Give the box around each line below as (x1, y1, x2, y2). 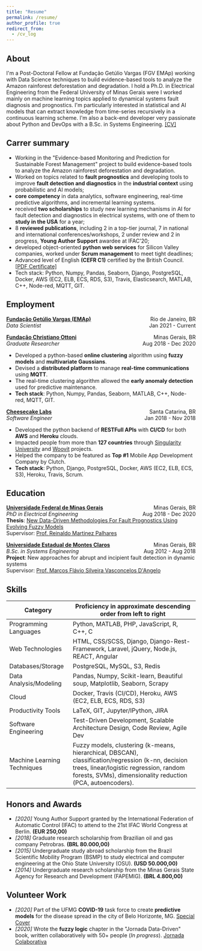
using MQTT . (14, 371, 48, 378)
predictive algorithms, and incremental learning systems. (14, 199, 156, 206)
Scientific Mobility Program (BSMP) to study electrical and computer (14, 853, 185, 861)
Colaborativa (14, 938, 47, 945)
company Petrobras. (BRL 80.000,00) (14, 841, 110, 847)
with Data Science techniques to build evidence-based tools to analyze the (6, 76, 192, 83)
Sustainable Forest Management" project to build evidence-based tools (14, 160, 192, 167)
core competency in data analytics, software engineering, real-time (14, 192, 183, 199)
